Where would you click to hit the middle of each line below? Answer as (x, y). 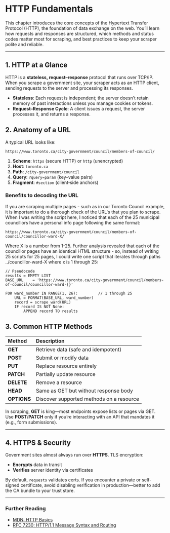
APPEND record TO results (51, 311)
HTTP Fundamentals (49, 9)
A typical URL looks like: (30, 142)
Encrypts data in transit (37, 465)
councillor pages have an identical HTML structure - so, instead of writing (82, 251)
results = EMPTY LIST (28, 276)
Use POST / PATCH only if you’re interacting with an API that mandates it (80, 416)
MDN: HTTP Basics (33, 519)
